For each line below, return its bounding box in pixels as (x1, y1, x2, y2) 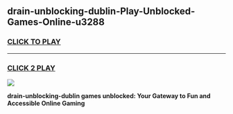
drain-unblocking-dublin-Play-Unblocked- (7, 6, 196, 17)
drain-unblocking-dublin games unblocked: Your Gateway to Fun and (7, 91, 211, 99)
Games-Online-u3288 (7, 17, 105, 28)
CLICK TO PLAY (7, 37, 61, 47)
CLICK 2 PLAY (7, 63, 55, 73)
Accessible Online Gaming (7, 99, 85, 107)
